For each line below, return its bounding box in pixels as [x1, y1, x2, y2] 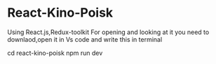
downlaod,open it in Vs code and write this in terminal [7, 35, 163, 43]
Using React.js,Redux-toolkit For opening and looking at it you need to [7, 28, 210, 36]
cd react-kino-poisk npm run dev [7, 49, 103, 57]
